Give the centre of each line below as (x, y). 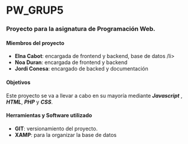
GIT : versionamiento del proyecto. (56, 129)
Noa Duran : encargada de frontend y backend (71, 62)
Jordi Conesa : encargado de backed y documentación (82, 69)
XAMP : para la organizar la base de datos (66, 135)
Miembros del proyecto (35, 43)
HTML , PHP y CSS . (30, 102)
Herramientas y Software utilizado (49, 116)
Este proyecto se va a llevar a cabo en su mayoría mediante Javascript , (94, 95)
